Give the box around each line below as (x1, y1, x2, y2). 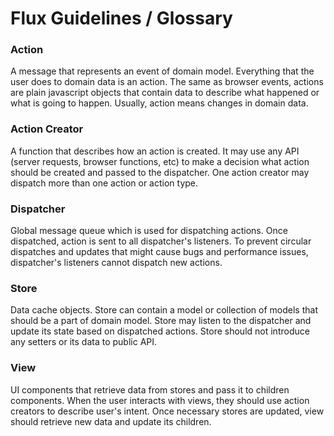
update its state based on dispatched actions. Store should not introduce (10, 325, 310, 337)
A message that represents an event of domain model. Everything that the (10, 65, 315, 77)
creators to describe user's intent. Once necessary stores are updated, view (10, 405, 325, 417)
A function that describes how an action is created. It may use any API (10, 145, 300, 157)
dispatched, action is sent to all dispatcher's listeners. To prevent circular (10, 235, 312, 247)
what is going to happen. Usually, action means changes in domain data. (10, 97, 309, 109)
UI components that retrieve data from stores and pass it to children (10, 383, 290, 396)
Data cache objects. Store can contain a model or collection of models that (10, 304, 318, 316)
